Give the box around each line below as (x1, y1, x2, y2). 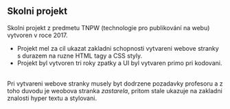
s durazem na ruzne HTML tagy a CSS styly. (16, 51, 143, 60)
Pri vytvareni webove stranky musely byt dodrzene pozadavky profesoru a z (7, 79, 223, 88)
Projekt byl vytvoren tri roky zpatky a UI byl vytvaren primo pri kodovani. (16, 58, 222, 67)
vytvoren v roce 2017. (7, 31, 68, 39)
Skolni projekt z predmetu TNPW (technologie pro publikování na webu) (7, 23, 210, 32)
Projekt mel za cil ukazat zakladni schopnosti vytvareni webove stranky (16, 44, 220, 52)
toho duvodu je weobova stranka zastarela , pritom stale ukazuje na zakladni (7, 86, 223, 95)
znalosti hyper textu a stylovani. (7, 94, 97, 102)
